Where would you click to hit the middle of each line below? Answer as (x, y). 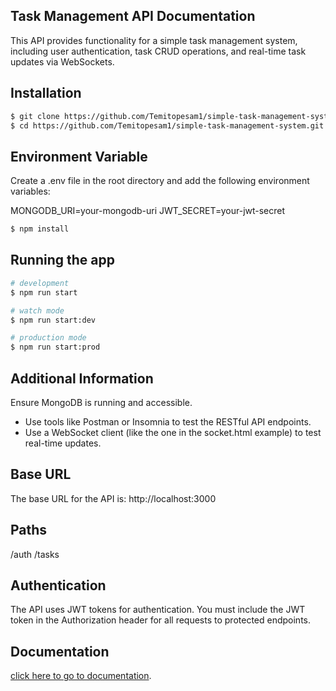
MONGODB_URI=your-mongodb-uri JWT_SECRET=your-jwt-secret (148, 211)
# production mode (48, 338)
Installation (46, 93)
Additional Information (82, 378)
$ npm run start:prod (55, 347)
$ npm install (40, 229)
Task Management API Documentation (133, 16)
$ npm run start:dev (53, 320)
